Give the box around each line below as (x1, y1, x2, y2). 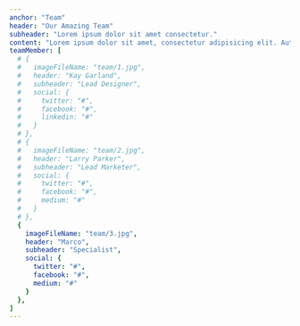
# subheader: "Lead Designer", (17, 79, 142, 88)
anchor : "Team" (9, 13, 66, 22)
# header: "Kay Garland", (17, 71, 122, 80)
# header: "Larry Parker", (17, 154, 126, 163)
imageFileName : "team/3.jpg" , (25, 229, 138, 238)
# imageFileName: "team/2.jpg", (17, 146, 146, 155)
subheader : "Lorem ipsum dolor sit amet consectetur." (9, 29, 218, 38)
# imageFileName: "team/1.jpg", (17, 63, 146, 72)
